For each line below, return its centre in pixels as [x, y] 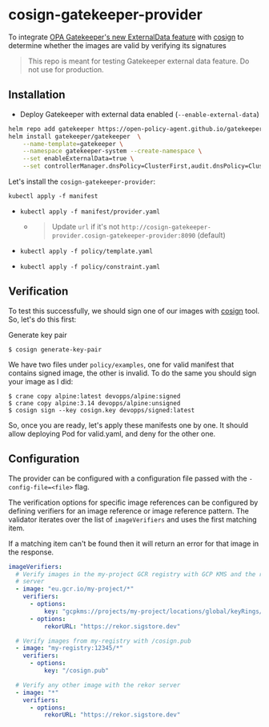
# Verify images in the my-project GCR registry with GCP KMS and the [136, 574]
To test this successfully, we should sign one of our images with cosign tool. [134, 311]
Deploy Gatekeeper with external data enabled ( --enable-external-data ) [139, 114]
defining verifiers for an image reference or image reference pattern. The [129, 510]
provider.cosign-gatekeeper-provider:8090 [124, 236]
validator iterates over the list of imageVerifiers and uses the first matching [133, 519]
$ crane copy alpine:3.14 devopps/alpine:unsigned [94, 403]
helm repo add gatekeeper [51, 129]
